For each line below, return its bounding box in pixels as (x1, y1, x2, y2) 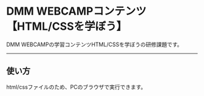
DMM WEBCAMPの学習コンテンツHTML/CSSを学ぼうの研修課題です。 (6, 41, 183, 48)
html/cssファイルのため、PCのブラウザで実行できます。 (6, 83, 147, 91)
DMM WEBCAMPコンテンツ (6, 4, 147, 18)
